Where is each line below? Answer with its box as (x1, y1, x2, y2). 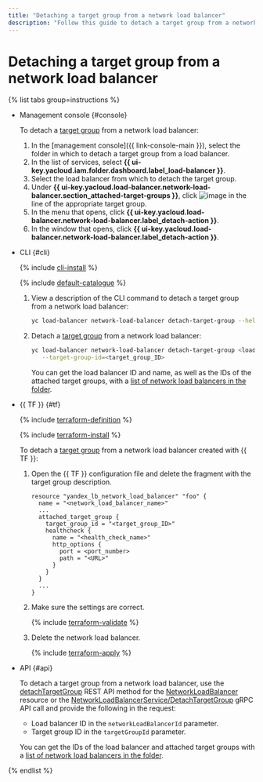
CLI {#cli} (19, 248, 51, 258)
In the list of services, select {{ (31, 158, 131, 167)
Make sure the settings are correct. (31, 602, 145, 612)
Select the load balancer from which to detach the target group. (31, 174, 237, 184)
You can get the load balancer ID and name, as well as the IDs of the (31, 368, 252, 378)
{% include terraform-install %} (19, 430, 121, 440)
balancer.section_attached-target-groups (31, 191, 171, 200)
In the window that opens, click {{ (31, 225, 141, 234)
